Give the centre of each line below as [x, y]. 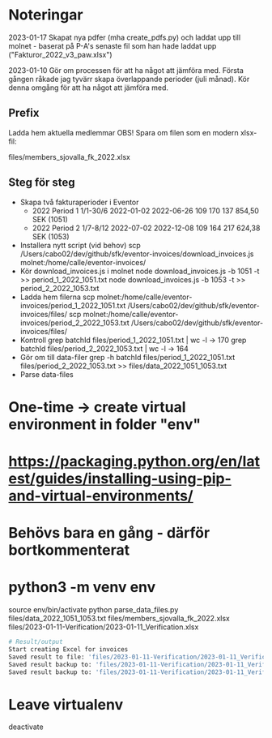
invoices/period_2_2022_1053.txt [74, 323]
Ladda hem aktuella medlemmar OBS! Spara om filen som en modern [123, 132]
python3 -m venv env [82, 588]
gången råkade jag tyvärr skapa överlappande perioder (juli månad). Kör [129, 79]
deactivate [26, 727]
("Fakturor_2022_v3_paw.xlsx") [60, 54]
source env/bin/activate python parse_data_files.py [93, 610]
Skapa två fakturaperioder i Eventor [79, 202]
